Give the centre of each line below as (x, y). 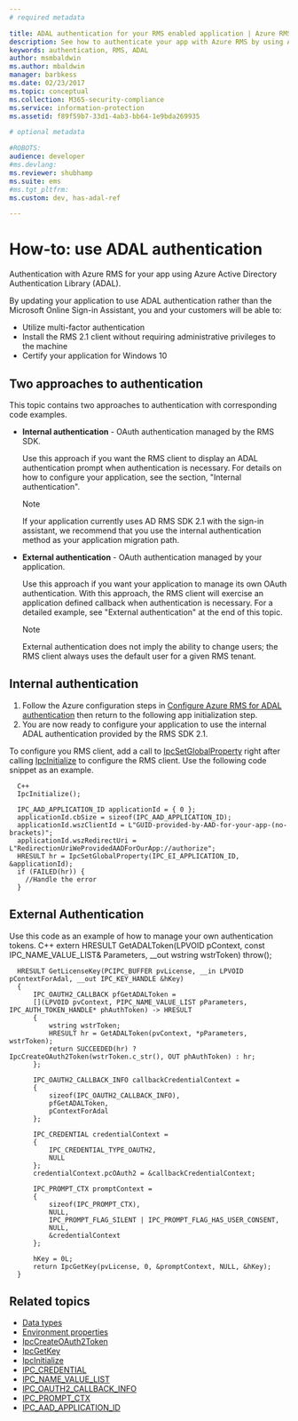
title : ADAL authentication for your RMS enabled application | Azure (142, 33)
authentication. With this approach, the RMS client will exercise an (143, 593)
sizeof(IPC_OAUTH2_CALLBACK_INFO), (114, 1095)
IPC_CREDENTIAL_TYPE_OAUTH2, (102, 1150)
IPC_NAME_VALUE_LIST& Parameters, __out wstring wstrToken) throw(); (141, 954)
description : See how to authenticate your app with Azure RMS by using (146, 42)
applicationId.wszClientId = (71, 825)
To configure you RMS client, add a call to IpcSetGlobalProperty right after (145, 751)
